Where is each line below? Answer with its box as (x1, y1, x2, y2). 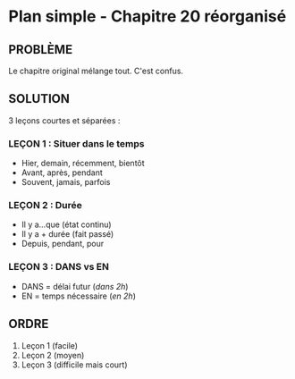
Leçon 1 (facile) (21, 340, 78, 350)
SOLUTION (8, 91, 71, 106)
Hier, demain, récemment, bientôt (21, 158, 145, 169)
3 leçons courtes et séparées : (8, 114, 121, 126)
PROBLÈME (8, 42, 73, 57)
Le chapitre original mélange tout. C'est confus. (8, 65, 184, 76)
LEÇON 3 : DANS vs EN (8, 261, 109, 274)
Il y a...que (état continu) (21, 219, 113, 230)
